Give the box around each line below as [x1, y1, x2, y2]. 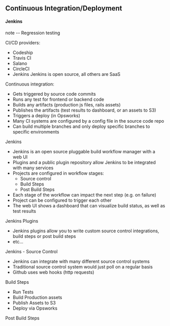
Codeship [12, 49, 33, 56]
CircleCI [12, 66, 29, 72]
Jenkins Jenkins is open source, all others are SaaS [12, 71, 121, 77]
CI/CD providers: [5, 39, 41, 45]
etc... [12, 238, 24, 244]
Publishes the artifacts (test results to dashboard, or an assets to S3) [12, 107, 156, 113]
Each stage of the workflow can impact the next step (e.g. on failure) [12, 192, 156, 198]
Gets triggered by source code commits [12, 91, 96, 97]
